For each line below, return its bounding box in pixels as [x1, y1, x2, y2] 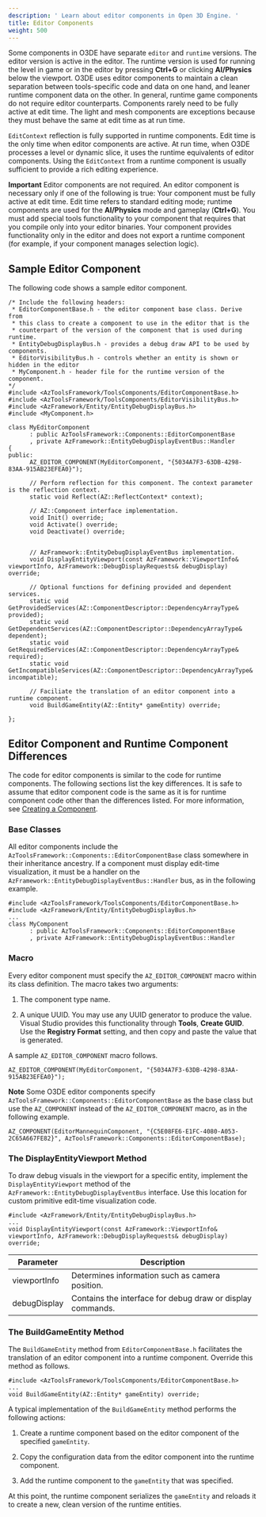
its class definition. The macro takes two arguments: [8, 979, 179, 988]
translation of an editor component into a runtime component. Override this [8, 1353, 253, 1362]
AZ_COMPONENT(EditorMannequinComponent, [8, 1127, 144, 1135]
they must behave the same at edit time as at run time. [8, 116, 186, 125]
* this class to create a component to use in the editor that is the [11, 319, 249, 328]
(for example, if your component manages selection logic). [8, 239, 199, 248]
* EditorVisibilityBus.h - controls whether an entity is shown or [11, 354, 239, 362]
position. [70, 1280, 104, 1291]
